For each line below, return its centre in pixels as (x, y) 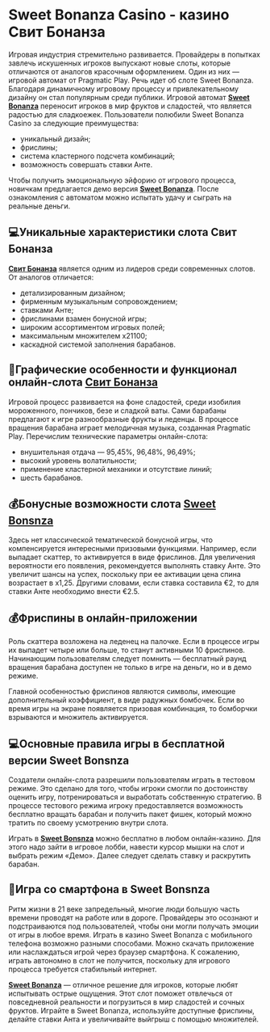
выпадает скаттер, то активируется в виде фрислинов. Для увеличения (132, 557)
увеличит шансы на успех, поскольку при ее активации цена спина (125, 575)
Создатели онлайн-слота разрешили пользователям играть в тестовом (132, 780)
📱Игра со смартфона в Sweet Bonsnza (109, 889)
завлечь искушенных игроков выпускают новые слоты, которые (120, 63)
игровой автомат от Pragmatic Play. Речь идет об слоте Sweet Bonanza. (131, 80)
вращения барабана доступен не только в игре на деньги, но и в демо (130, 668)
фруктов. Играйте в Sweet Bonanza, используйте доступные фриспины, (132, 1010)
